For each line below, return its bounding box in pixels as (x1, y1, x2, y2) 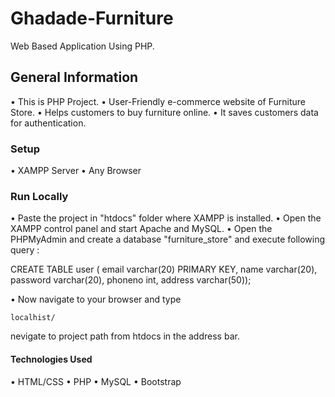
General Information (10, 69, 139, 86)
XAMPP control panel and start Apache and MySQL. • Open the (10, 223, 273, 235)
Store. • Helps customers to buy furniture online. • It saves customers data (10, 106, 319, 118)
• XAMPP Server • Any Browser (10, 165, 142, 177)
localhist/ (10, 313, 56, 323)
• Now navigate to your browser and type (10, 293, 182, 306)
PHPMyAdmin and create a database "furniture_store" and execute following (10, 233, 326, 246)
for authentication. (10, 117, 87, 129)
